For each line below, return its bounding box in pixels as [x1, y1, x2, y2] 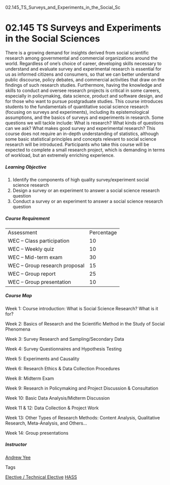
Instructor [5, 441, 27, 447]
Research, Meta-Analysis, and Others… [5, 420, 87, 426]
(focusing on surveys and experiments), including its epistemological [5, 109, 150, 115]
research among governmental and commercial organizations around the [5, 55, 158, 61]
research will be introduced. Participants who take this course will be [5, 141, 150, 147]
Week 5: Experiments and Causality [5, 355, 80, 362]
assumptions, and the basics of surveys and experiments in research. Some [5, 114, 164, 120]
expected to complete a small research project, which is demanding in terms [5, 147, 165, 153]
